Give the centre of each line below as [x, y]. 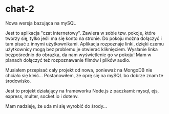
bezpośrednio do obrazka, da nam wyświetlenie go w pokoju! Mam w [78, 55]
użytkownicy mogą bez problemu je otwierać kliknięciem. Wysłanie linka [81, 49]
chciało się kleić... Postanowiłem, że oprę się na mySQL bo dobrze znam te [84, 75]
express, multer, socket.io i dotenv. [42, 96]
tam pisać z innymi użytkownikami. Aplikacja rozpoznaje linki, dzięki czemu [84, 43]
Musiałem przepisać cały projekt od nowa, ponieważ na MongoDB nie [79, 70]
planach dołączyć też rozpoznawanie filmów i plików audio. [68, 60]
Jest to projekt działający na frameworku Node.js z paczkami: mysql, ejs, [82, 90]
